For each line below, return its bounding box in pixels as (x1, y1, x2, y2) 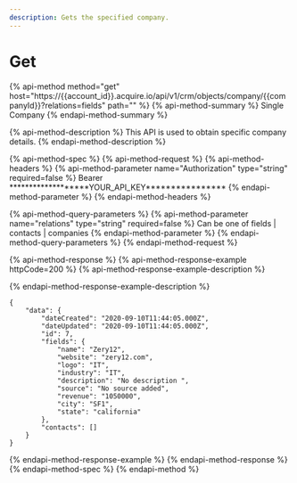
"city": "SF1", (56, 399, 114, 408)
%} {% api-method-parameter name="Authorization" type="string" (41, 162, 288, 174)
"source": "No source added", (56, 384, 169, 393)
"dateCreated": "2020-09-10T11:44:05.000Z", (41, 314, 210, 323)
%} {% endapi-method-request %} (110, 237, 238, 248)
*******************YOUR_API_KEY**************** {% (9, 182, 240, 192)
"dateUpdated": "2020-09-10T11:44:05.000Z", (41, 322, 210, 331)
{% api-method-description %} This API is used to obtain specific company (9, 127, 287, 137)
